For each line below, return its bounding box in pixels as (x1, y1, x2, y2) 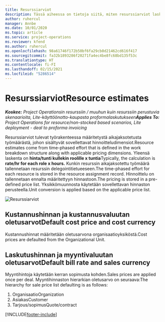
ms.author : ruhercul (5, 44, 48, 49)
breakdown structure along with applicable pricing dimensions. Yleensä (5, 150, 150, 156)
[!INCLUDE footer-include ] (5, 312, 57, 318)
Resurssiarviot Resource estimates (5, 93, 149, 104)
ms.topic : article (5, 30, 43, 35)
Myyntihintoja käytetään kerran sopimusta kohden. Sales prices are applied (5, 272, 156, 278)
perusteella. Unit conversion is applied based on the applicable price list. (5, 186, 151, 192)
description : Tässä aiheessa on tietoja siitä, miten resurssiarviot (5, 12, 151, 17)
